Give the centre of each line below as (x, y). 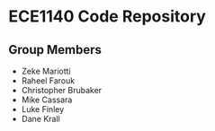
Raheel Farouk (48, 81)
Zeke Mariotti (46, 71)
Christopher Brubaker (62, 90)
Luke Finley (43, 109)
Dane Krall (40, 119)
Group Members (55, 50)
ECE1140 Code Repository (107, 17)
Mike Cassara (47, 100)
